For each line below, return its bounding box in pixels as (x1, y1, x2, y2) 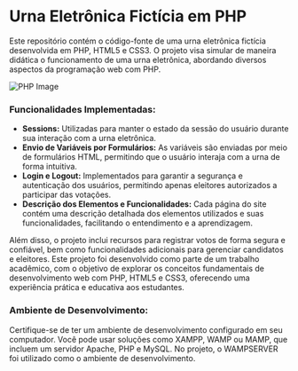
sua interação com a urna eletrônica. (21, 133, 157, 144)
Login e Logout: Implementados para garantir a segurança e (21, 170, 244, 181)
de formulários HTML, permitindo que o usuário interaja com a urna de (21, 152, 281, 162)
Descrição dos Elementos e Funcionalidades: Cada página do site (21, 199, 267, 209)
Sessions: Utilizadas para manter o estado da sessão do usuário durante (21, 123, 289, 134)
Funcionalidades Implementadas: (9, 103, 156, 115)
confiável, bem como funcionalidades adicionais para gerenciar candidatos (9, 244, 284, 255)
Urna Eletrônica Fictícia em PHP (9, 6, 247, 27)
